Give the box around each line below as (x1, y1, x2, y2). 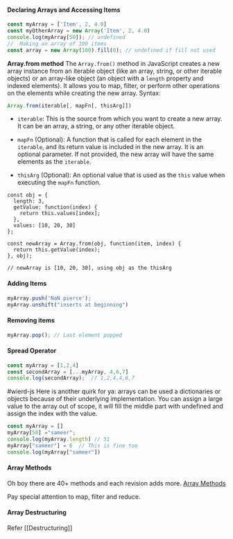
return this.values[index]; (19, 210, 101, 217)
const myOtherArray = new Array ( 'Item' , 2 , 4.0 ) (7, 28, 150, 35)
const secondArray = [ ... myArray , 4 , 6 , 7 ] (7, 368, 129, 375)
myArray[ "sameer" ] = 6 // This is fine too (7, 442, 138, 449)
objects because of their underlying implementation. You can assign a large (7, 395, 223, 403)
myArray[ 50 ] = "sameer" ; (7, 429, 76, 436)
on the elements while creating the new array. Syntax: (7, 89, 161, 97)
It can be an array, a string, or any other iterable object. (17, 122, 175, 130)
